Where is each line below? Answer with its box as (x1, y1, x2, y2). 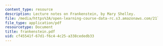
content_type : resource (5, 7, 53, 12)
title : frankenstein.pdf (5, 29, 55, 34)
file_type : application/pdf (5, 20, 62, 25)
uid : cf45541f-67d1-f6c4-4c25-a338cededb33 (5, 34, 95, 39)
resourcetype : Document (5, 25, 53, 30)
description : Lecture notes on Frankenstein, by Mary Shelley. (5, 11, 136, 16)
